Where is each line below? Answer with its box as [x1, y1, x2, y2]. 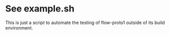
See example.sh [5, 3, 75, 14]
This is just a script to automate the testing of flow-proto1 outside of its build [5, 19, 165, 25]
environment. [5, 24, 33, 30]
